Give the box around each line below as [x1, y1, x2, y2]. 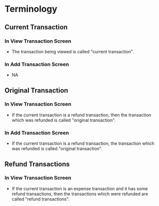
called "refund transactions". [11, 196, 69, 202]
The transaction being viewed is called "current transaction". [11, 48, 134, 54]
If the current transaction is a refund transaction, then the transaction [11, 112, 152, 118]
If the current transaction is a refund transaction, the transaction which [11, 140, 155, 146]
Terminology [4, 3, 57, 15]
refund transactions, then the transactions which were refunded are [11, 191, 148, 197]
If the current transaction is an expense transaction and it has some [11, 185, 148, 191]
